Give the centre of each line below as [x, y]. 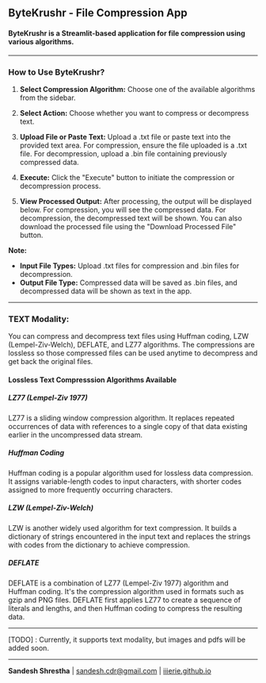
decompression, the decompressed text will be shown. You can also [131, 218]
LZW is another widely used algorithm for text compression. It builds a [123, 528]
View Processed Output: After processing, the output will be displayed [135, 201]
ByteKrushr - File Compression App [98, 13]
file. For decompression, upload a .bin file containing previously [123, 153]
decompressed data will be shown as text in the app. [106, 291]
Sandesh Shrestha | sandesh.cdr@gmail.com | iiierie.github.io [110, 670]
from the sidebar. [48, 98]
